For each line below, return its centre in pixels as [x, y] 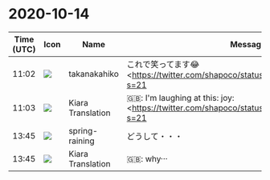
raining [81, 141]
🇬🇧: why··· [147, 158]
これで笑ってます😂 [163, 64]
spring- [83, 130]
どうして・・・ [155, 136]
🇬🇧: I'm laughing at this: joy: [180, 98]
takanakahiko [93, 74]
